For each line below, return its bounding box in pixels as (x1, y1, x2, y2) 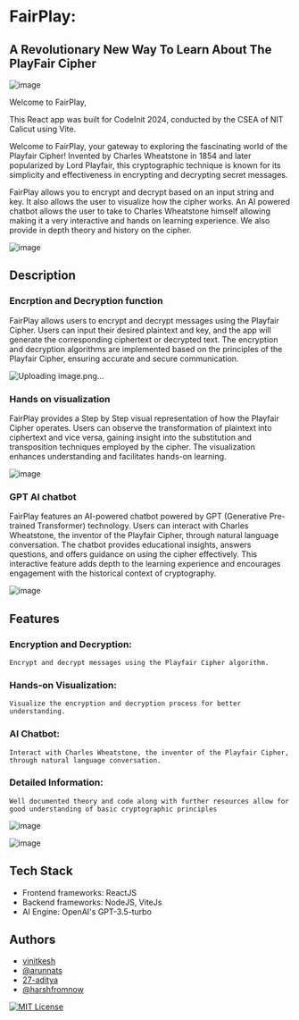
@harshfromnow (21, 984, 85, 995)
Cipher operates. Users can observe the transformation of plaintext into (9, 422, 272, 433)
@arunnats (21, 965, 62, 976)
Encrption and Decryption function (9, 295, 163, 308)
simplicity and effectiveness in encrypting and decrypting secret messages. (9, 170, 288, 180)
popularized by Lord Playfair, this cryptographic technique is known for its (9, 160, 281, 171)
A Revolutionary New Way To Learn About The (9, 42, 272, 57)
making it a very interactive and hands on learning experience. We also (9, 215, 270, 225)
